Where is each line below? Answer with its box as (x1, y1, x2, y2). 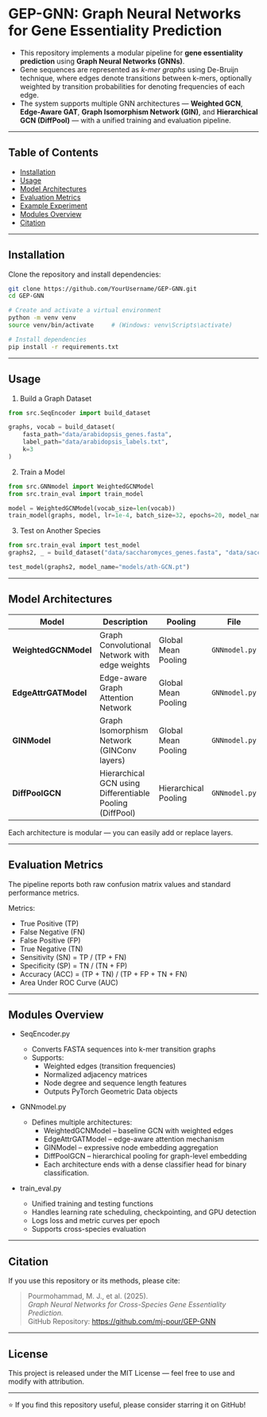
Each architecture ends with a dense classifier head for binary (43, 1160, 247, 1169)
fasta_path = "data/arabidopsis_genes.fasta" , (22, 431, 172, 439)
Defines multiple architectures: (31, 1117, 133, 1127)
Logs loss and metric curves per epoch (31, 1216, 161, 1225)
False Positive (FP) (19, 935, 81, 945)
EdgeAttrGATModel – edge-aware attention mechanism (43, 1134, 225, 1144)
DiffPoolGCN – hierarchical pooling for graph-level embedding (43, 1152, 248, 1161)
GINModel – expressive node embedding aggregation (43, 1143, 219, 1152)
